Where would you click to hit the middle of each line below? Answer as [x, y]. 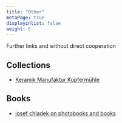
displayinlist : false [34, 23]
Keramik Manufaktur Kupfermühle [57, 80]
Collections [28, 65]
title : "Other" [25, 12]
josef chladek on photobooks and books [66, 113]
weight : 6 [19, 29]
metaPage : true [25, 18]
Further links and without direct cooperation [61, 46]
